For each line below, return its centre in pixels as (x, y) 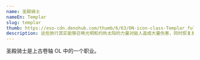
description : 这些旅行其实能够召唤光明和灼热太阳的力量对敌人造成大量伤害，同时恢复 (99, 34)
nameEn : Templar (26, 17)
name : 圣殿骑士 (23, 11)
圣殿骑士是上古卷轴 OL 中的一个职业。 (53, 51)
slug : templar (24, 22)
